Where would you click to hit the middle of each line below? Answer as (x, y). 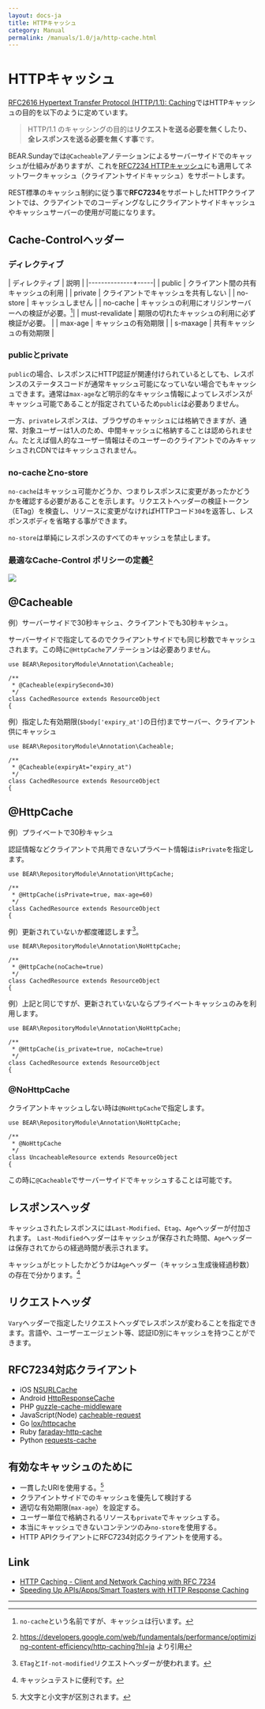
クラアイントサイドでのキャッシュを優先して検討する (106, 1498)
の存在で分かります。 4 (45, 1274)
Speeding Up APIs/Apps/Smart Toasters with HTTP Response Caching (134, 1590)
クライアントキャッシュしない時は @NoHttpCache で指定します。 (108, 1108)
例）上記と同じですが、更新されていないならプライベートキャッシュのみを (129, 1004)
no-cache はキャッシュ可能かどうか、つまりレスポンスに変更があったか (122, 491)
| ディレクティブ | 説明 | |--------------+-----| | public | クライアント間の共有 (132, 282)
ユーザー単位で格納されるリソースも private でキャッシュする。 (121, 1518)
